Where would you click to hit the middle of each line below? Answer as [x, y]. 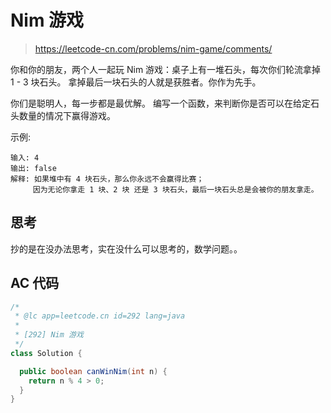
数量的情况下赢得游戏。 [67, 115]
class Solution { [46, 353]
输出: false [33, 168]
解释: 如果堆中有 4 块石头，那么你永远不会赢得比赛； [107, 179]
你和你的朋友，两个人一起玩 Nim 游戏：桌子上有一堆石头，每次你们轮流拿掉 [166, 69]
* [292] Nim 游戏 [49, 335]
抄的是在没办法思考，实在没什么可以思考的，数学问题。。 [126, 248]
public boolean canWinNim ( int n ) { [93, 371]
